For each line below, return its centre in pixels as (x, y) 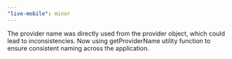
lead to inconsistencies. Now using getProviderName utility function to (109, 41)
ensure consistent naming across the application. (78, 48)
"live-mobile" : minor (39, 14)
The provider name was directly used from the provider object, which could (116, 33)
